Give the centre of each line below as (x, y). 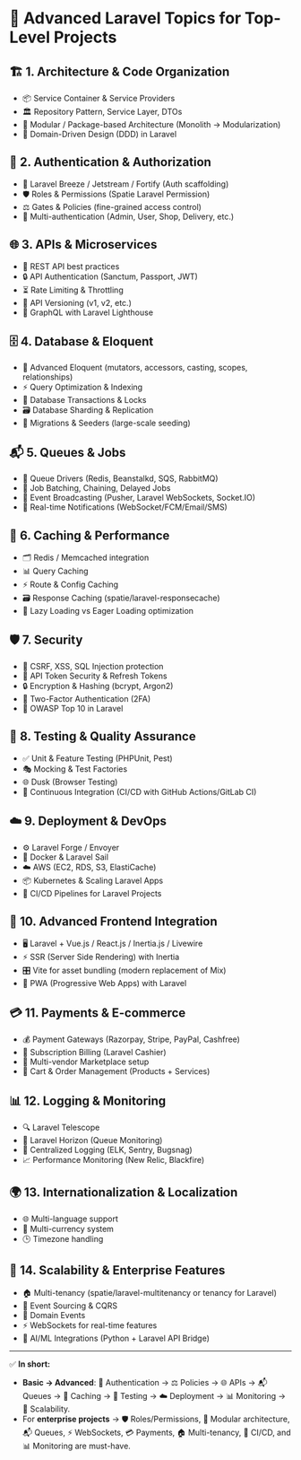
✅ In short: (30, 1364)
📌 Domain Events (54, 1315)
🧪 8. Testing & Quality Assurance (103, 736)
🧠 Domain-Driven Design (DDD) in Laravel (99, 134)
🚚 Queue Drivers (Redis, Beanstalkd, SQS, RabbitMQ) (120, 478)
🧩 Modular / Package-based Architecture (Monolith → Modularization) (151, 124)
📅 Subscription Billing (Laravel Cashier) (95, 1053)
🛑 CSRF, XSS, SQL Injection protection (93, 666)
